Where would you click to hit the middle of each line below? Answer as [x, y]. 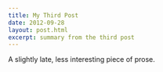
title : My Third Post [43, 15]
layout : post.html [38, 30]
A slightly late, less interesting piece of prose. [81, 59]
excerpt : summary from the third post [71, 37]
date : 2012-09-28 [36, 23]
